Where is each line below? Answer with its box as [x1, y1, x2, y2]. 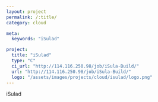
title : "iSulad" [11, 52, 52, 58]
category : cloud [6, 20, 46, 26]
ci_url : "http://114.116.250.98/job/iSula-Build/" [11, 63, 140, 69]
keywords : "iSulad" [11, 36, 60, 42]
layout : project [6, 8, 46, 15]
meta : [6, 30, 20, 36]
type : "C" [11, 58, 36, 63]
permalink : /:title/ [6, 14, 58, 20]
